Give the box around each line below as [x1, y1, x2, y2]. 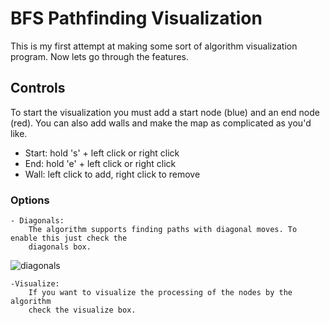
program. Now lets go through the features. [10, 50, 190, 62]
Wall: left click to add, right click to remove [24, 168, 201, 180]
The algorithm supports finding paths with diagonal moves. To [28, 225, 298, 235]
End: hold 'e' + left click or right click [24, 157, 177, 169]
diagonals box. [28, 242, 92, 252]
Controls [10, 80, 66, 97]
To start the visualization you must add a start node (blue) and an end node [10, 106, 320, 118]
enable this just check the [10, 233, 128, 244]
